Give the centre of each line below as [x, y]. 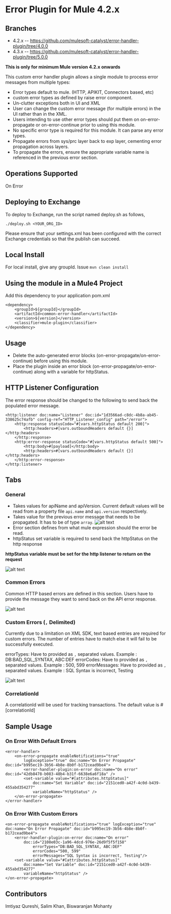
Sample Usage [29, 726]
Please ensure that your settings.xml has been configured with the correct [83, 233]
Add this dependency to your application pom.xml [58, 296]
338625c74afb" [20, 419]
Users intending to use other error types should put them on [76, 119]
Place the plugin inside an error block [52, 366]
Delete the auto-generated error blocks [54, 356]
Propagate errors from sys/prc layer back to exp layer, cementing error [87, 141]
